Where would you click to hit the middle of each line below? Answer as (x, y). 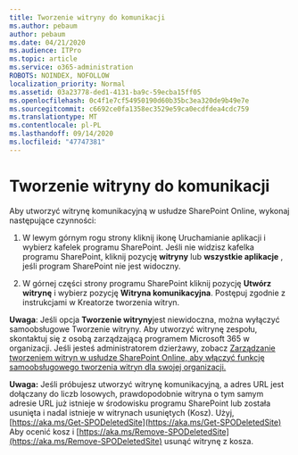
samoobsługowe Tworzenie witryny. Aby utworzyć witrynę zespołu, (133, 329)
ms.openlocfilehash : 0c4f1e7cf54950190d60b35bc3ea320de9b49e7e (129, 100)
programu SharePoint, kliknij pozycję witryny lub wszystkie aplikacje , (153, 256)
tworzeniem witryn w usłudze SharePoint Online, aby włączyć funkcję (137, 357)
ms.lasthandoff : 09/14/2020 (62, 134)
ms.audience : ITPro (46, 51)
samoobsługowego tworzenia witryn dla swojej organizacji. (118, 367)
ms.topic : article (43, 59)
